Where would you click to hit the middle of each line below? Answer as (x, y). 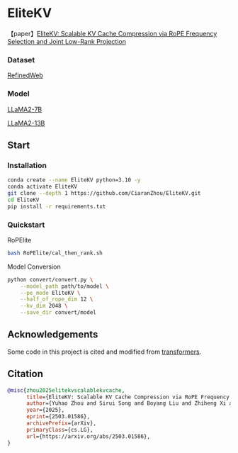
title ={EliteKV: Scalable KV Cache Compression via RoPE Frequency (128, 397)
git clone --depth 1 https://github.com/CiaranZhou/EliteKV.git (104, 193)
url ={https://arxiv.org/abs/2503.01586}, (88, 436)
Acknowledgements (53, 335)
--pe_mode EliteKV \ (50, 293)
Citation (25, 374)
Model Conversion (34, 267)
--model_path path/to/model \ (65, 286)
